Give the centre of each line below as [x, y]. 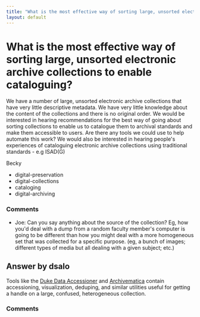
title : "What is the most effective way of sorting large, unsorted [93, 12]
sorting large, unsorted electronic [91, 59]
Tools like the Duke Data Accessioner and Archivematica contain [85, 281]
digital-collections [37, 181]
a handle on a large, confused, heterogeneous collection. [76, 293]
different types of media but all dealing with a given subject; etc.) [94, 247]
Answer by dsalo [38, 267]
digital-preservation [39, 175]
